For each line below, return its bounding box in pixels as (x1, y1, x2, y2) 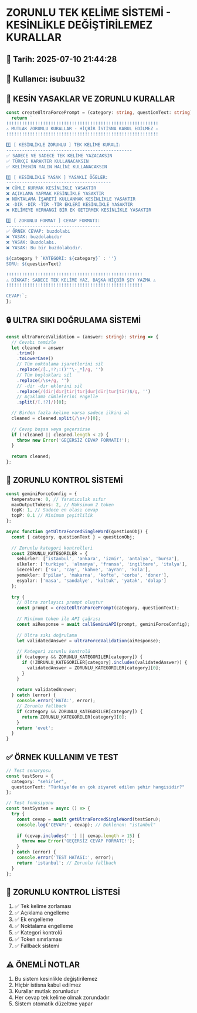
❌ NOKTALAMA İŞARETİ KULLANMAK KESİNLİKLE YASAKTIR (6, 196, 136, 202)
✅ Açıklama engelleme (14, 909, 70, 916)
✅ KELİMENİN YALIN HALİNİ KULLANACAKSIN (6, 164, 107, 170)
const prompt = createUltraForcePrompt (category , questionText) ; (16, 605, 180, 611)
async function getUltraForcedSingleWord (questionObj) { (6, 528, 148, 535)
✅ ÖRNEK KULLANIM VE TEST (6, 752, 118, 762)
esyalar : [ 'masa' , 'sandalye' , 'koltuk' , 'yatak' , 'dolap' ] (16, 578, 167, 584)
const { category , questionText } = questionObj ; (11, 534, 135, 540)
